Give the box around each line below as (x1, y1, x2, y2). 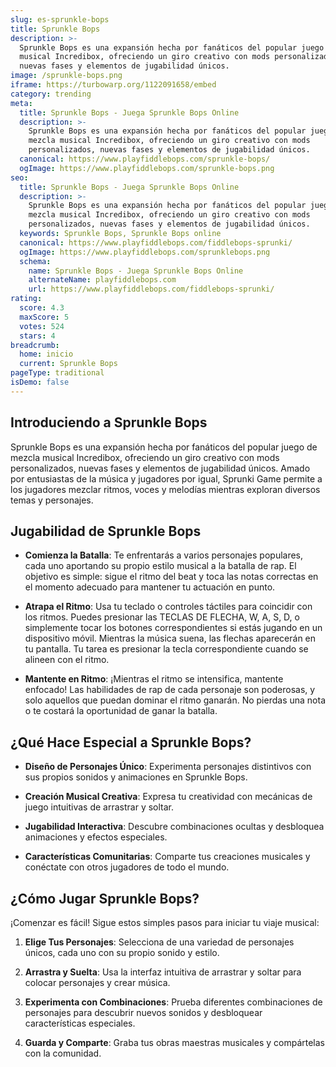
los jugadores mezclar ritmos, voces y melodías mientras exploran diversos (10, 483, 321, 495)
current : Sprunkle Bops (19, 359, 118, 369)
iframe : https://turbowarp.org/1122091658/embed (10, 80, 217, 90)
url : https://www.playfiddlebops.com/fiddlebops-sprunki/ (28, 284, 275, 295)
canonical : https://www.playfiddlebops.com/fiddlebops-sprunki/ (19, 237, 293, 248)
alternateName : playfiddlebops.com (28, 275, 177, 285)
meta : (10, 98, 33, 108)
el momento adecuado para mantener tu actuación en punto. (24, 581, 276, 593)
